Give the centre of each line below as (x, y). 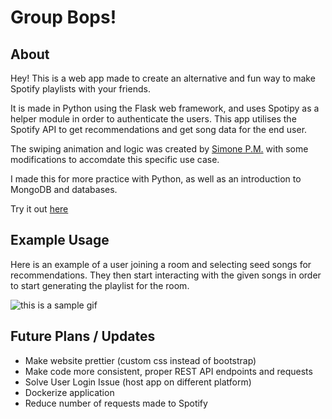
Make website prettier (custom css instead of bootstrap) (140, 360)
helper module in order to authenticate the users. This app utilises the (153, 119)
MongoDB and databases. (64, 189)
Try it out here (39, 209)
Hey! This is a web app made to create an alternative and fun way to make (163, 78)
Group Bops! (63, 17)
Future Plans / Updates (83, 336)
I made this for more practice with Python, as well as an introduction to (156, 179)
